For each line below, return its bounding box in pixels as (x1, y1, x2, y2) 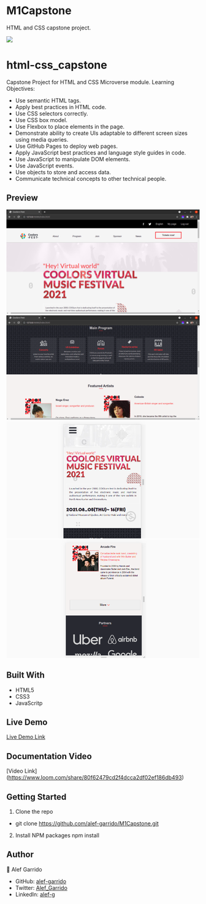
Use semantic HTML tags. (15, 96, 82, 104)
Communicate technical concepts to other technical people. (15, 175, 167, 182)
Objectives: (6, 85, 35, 92)
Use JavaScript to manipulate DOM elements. (15, 155, 131, 163)
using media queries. (15, 136, 69, 143)
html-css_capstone (6, 58, 107, 72)
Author (6, 849, 34, 860)
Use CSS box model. (15, 116, 67, 123)
